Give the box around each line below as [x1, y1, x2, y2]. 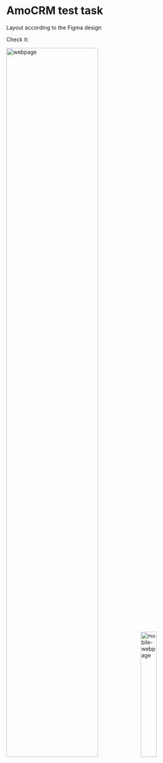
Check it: [6, 35, 29, 43]
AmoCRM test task [6, 4, 104, 18]
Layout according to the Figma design [6, 24, 102, 31]
